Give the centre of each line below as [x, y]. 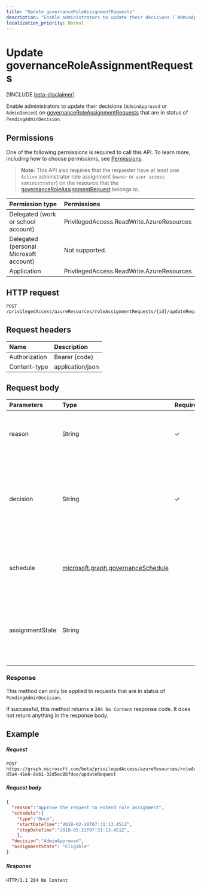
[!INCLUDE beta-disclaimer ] [40, 95]
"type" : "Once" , [36, 819]
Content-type [29, 366]
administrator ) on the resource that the [70, 183]
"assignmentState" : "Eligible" [51, 847]
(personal [23, 246]
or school [22, 222]
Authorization [28, 357]
